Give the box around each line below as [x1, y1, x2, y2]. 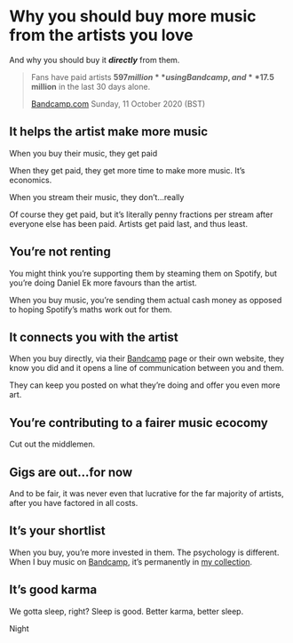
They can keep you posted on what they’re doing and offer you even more [9, 380, 281, 390]
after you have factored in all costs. [9, 498, 139, 508]
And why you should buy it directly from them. [9, 54, 180, 65]
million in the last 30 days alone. [30, 81, 151, 92]
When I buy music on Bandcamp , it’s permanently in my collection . [9, 556, 253, 567]
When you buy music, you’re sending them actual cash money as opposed [9, 294, 282, 305]
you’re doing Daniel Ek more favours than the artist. [9, 277, 197, 288]
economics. [9, 174, 52, 185]
